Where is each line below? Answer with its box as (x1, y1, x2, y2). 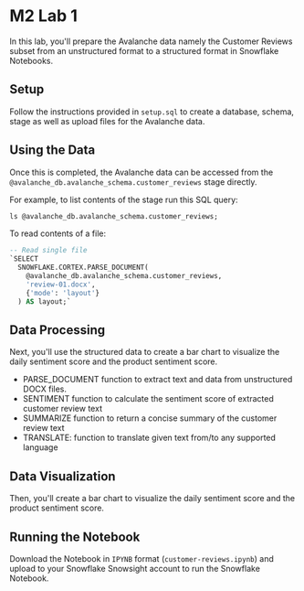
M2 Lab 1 (9, 5, 78, 27)
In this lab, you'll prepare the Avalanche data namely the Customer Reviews (9, 36, 293, 47)
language (22, 442, 58, 453)
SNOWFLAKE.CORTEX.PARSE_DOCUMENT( (17, 263, 149, 273)
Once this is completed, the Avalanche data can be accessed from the (9, 167, 274, 177)
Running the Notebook (9, 529, 141, 544)
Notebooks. (9, 55, 54, 66)
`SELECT (9, 254, 39, 263)
